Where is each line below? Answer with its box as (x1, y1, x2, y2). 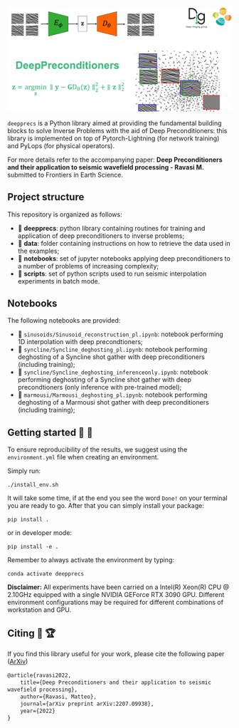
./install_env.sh (7, 482, 59, 489)
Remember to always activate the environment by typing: (7, 556, 175, 564)
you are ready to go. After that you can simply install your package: (7, 501, 204, 510)
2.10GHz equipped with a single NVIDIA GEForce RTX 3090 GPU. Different (7, 591, 225, 599)
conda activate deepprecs (7, 571, 84, 578)
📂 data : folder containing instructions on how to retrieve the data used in (17, 239, 231, 247)
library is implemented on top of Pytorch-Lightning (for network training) (7, 134, 220, 142)
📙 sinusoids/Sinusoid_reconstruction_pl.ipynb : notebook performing (17, 330, 224, 338)
